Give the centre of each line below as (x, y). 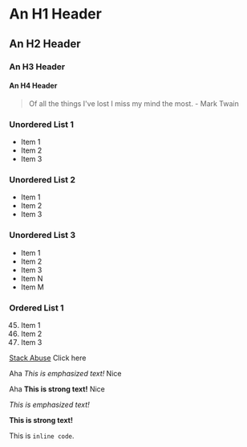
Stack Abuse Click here (48, 358)
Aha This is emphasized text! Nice (65, 373)
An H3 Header (37, 67)
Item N (32, 278)
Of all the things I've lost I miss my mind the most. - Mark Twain (134, 103)
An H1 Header (56, 14)
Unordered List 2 (42, 179)
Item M (32, 287)
